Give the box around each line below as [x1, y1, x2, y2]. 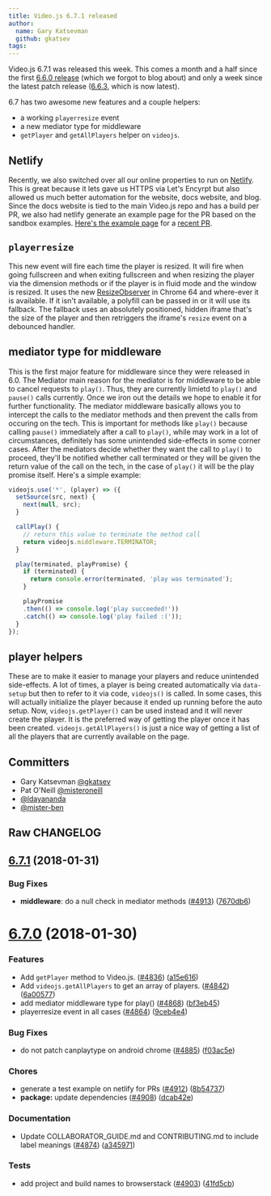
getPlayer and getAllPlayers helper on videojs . [19, 131, 180, 140]
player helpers [8, 649, 83, 663]
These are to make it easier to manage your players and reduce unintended [8, 671, 259, 681]
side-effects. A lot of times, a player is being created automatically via [8, 680, 241, 690]
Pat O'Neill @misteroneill [19, 786, 104, 795]
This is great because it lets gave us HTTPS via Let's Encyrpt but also [8, 183, 240, 193]
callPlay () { [15, 523, 60, 531]
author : [8, 19, 35, 28]
